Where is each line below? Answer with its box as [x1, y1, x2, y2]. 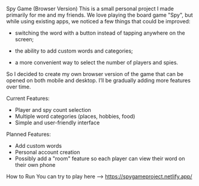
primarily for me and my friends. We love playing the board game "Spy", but [6, 11, 193, 19]
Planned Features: [6, 131, 51, 138]
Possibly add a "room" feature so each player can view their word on [14, 155, 185, 162]
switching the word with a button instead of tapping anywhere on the [14, 29, 185, 36]
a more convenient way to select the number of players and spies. [14, 59, 179, 66]
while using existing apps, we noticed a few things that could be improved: [6, 18, 191, 25]
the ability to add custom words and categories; [14, 47, 133, 54]
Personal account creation [14, 149, 80, 155]
